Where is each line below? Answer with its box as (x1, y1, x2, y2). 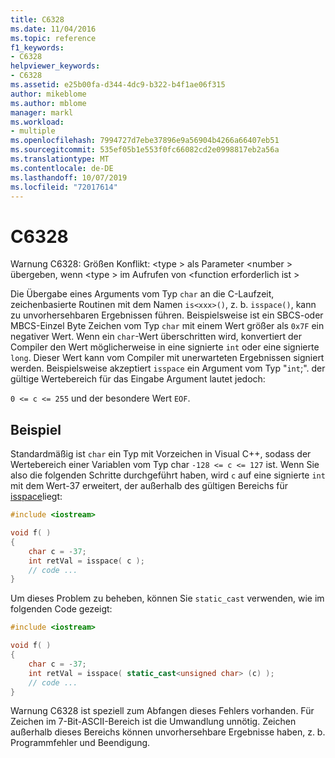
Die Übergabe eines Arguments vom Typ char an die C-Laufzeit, (10, 288, 275, 300)
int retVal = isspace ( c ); (28, 556, 145, 566)
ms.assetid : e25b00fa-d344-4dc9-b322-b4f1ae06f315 (10, 80, 226, 90)
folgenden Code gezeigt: (10, 603, 113, 615)
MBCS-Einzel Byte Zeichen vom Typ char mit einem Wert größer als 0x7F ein (10, 320, 325, 332)
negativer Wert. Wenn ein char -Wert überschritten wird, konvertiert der (10, 331, 303, 343)
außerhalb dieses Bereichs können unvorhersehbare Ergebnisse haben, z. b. (10, 726, 326, 738)
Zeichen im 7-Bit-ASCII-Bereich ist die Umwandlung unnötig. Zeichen (10, 716, 297, 728)
